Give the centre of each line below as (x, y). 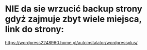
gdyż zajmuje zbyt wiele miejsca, (73, 19)
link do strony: (34, 29)
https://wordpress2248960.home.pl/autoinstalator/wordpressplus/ (71, 42)
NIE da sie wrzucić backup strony (74, 9)
